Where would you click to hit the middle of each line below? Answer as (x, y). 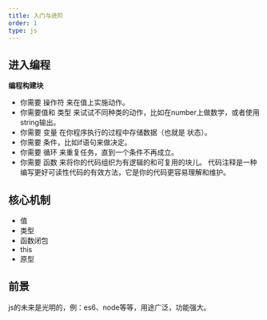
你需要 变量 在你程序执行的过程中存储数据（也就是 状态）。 (116, 132)
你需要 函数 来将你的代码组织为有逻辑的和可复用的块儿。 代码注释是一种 (138, 162)
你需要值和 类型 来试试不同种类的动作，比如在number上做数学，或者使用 (139, 113)
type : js (23, 30)
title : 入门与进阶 (36, 16)
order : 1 (23, 23)
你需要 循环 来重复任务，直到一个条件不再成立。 (99, 152)
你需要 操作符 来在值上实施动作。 (74, 103)
